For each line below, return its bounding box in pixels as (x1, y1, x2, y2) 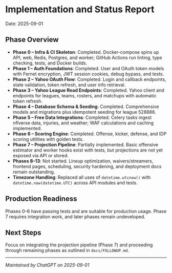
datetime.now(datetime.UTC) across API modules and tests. (12, 179, 138, 185)
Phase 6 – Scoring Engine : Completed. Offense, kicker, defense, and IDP (12, 131, 167, 137)
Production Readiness (5, 195, 77, 203)
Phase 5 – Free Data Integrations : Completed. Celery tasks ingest (12, 114, 152, 120)
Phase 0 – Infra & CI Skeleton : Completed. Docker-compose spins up (12, 49, 159, 55)
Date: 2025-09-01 (5, 20, 44, 27)
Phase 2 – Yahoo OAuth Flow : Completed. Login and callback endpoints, (12, 76, 166, 82)
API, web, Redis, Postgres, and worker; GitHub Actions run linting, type (12, 54, 162, 60)
